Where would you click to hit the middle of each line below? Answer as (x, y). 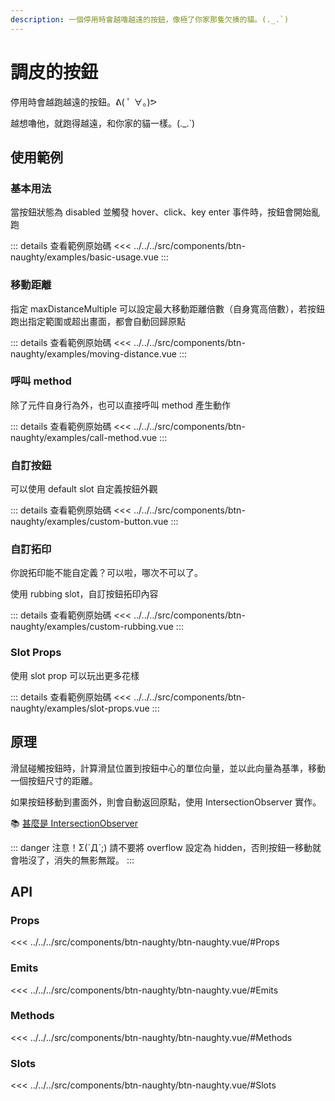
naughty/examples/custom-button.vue (89, 522)
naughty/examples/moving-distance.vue (93, 353)
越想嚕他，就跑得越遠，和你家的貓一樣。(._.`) (103, 123)
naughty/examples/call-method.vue (84, 437)
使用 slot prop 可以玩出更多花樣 (75, 675)
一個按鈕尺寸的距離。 (54, 780)
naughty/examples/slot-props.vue (80, 708)
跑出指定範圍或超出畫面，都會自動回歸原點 (98, 321)
